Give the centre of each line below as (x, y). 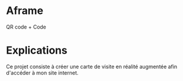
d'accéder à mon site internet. (42, 73)
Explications (37, 50)
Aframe (25, 11)
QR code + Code (26, 27)
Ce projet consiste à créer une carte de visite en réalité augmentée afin (91, 66)
